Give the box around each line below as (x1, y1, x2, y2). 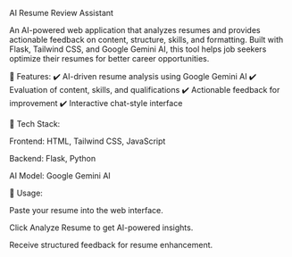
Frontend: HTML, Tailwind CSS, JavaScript (9, 136, 166, 146)
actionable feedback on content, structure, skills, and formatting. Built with (9, 35, 284, 45)
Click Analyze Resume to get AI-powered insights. (9, 222, 194, 233)
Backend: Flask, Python (9, 153, 96, 163)
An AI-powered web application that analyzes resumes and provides (9, 25, 261, 35)
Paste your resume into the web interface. (9, 205, 163, 215)
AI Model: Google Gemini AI (9, 170, 112, 181)
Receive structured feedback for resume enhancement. (9, 240, 213, 250)
